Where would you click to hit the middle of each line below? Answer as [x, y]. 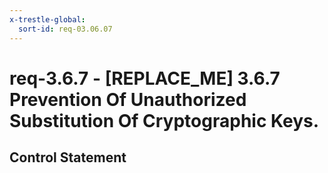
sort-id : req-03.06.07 [65, 29]
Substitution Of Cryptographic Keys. [164, 120]
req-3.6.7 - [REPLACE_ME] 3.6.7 [145, 78]
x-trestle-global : [47, 19]
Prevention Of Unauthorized [128, 99]
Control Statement [68, 157]
